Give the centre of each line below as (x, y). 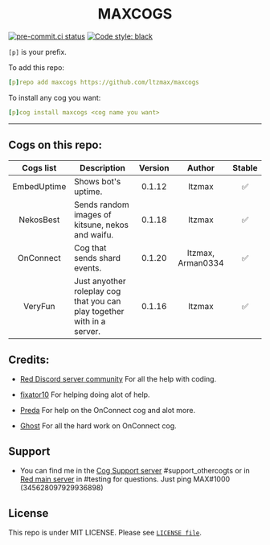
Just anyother (100, 281)
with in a (90, 321)
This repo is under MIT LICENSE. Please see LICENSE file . (105, 532)
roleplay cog (97, 291)
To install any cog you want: (55, 97)
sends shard (97, 258)
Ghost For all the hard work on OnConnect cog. (98, 426)
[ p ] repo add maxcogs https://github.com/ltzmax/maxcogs (104, 82)
